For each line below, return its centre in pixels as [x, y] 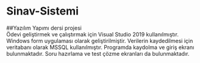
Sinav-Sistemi [43, 11]
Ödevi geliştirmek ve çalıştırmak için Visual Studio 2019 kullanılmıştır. [92, 34]
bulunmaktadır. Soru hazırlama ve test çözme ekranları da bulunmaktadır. [98, 53]
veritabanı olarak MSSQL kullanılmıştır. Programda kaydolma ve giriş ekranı [100, 47]
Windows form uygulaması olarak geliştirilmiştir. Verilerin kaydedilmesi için [100, 41]
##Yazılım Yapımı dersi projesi [44, 28]
